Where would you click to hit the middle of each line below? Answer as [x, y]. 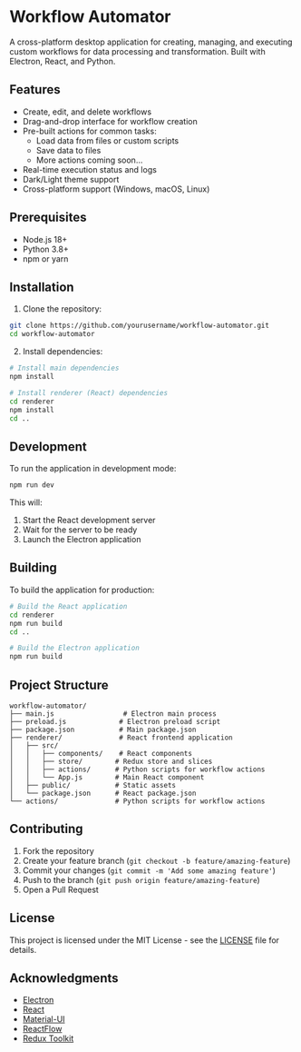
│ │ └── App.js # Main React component [107, 777]
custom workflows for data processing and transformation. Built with [137, 51]
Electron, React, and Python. [63, 61]
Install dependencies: [63, 352]
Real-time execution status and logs [89, 169]
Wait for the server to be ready [80, 530]
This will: [26, 502]
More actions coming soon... [89, 160]
